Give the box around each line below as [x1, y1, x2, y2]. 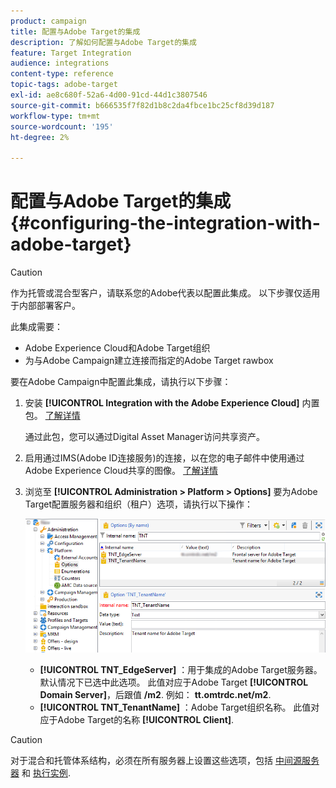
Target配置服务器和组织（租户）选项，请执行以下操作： [24, 498, 254, 510]
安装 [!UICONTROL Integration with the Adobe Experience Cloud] [24, 397, 300, 409]
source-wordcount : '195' [10, 121, 114, 132]
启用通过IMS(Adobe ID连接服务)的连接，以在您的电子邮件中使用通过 [24, 452, 305, 464]
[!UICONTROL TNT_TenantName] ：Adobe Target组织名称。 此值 [39, 701, 312, 713]
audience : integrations [10, 58, 110, 69]
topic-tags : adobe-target [10, 80, 118, 90]
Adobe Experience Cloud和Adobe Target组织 [24, 342, 211, 354]
